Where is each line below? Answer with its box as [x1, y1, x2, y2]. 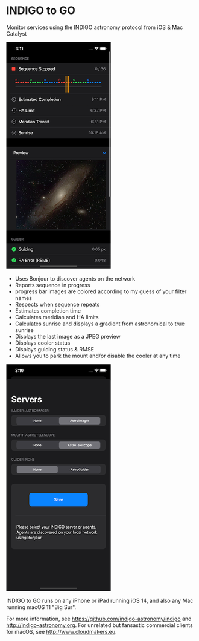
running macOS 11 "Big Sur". [6, 603, 77, 611]
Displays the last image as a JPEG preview [14, 333, 121, 340]
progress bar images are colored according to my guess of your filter [14, 288, 187, 295]
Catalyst [6, 30, 27, 37]
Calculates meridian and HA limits [14, 313, 99, 320]
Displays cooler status [14, 339, 71, 347]
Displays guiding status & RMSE [14, 345, 95, 353]
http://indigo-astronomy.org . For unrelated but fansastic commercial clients [6, 621, 193, 629]
